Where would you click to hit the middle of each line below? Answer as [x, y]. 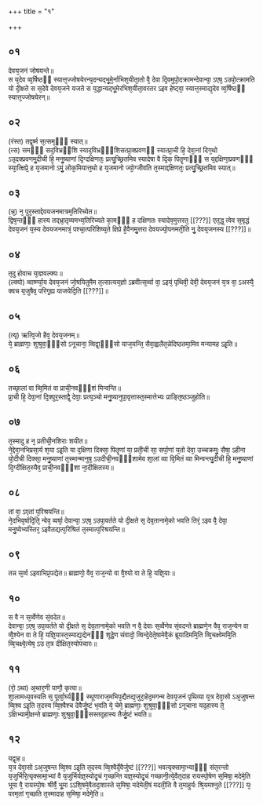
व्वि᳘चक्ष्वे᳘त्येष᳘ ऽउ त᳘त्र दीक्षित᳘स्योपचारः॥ [53, 644]
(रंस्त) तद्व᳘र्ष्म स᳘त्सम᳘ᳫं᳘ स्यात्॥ [48, 141]
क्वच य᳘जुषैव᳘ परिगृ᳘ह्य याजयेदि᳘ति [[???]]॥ [58, 291]
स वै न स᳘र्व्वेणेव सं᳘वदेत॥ [37, 617]
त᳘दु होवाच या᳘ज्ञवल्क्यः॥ [35, 273]
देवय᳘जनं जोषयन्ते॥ [31, 71]
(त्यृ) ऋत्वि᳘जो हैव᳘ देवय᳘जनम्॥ [44, 335]
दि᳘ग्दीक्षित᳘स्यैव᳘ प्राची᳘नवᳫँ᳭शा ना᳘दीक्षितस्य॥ [61, 467]
